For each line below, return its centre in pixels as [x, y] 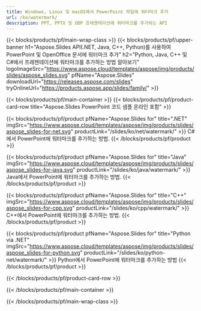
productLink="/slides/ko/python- [124, 253]
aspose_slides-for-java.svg [40, 170]
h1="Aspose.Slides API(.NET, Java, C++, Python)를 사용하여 [98, 47]
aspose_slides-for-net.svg [38, 131]
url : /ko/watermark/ [32, 17]
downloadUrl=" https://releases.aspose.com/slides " [70, 82]
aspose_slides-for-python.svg [43, 253]
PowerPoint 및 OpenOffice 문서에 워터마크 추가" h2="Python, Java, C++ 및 [97, 55]
